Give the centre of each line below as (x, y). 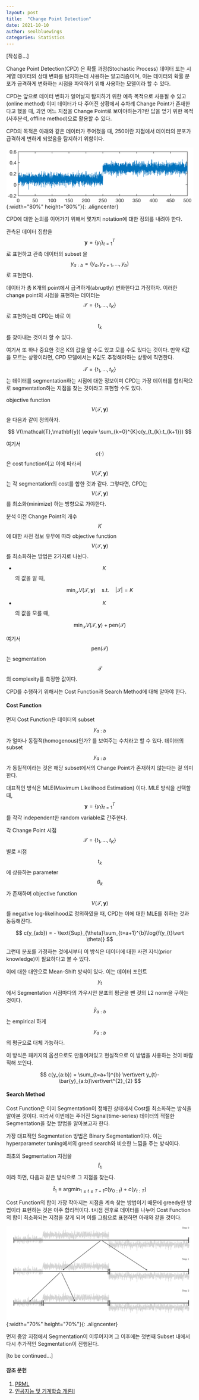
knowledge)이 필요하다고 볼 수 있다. (48, 959)
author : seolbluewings (34, 32)
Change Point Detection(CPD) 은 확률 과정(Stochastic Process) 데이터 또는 (96, 69)
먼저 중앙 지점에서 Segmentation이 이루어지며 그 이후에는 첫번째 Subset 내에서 (98, 1336)
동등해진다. (19, 921)
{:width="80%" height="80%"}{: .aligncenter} (62, 207)
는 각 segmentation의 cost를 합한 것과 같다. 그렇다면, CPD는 (77, 483)
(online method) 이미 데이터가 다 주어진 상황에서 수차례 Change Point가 (90, 104)
